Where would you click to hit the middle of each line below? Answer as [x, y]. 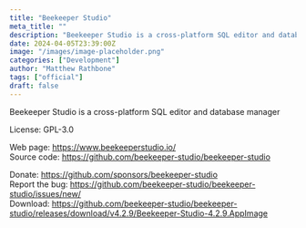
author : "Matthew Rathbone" [63, 69]
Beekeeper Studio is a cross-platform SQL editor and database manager [145, 111]
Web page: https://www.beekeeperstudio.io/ [93, 147]
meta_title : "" [38, 26]
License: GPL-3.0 [42, 130]
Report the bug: [39, 184]
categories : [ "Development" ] [65, 60]
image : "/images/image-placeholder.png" [87, 52]
